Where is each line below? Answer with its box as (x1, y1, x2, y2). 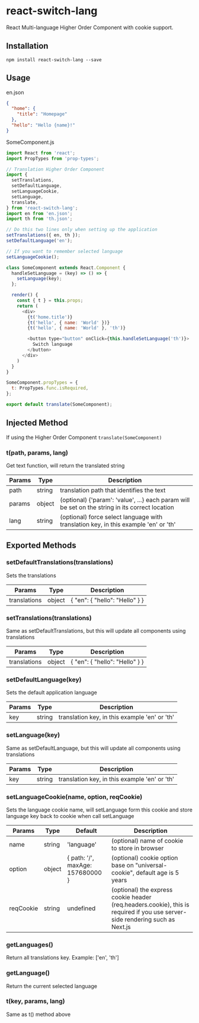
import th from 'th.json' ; (6, 216, 73, 222)
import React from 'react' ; (6, 150, 76, 156)
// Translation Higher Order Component (6, 166, 105, 172)
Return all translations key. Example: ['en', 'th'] (6, 954, 120, 961)
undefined (67, 904, 96, 913)
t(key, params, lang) (6, 997, 65, 1005)
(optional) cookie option (111, 854, 178, 862)
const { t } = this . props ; (17, 298, 84, 304)
